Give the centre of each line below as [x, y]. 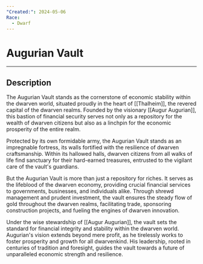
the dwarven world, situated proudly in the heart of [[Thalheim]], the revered [101, 104]
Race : [13, 18]
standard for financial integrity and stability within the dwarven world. [93, 229]
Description [29, 82]
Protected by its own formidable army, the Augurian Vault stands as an [94, 141]
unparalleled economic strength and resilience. [65, 254]
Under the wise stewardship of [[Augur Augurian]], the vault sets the [92, 222]
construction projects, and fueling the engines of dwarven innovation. [93, 211]
